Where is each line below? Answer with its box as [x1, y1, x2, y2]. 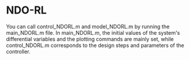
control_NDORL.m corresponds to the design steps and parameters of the [6, 42, 185, 49]
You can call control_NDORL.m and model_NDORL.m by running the [6, 23, 170, 30]
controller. [6, 48, 31, 55]
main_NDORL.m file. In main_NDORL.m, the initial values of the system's [6, 29, 180, 36]
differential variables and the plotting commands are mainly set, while [6, 35, 174, 42]
